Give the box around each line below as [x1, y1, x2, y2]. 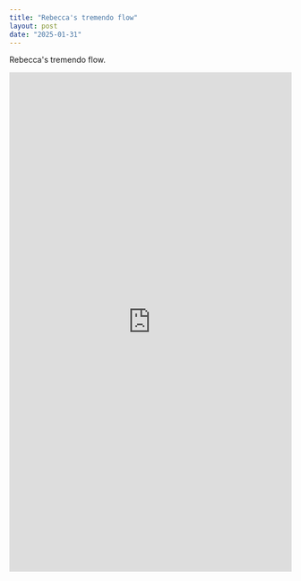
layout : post [9, 22, 58, 31]
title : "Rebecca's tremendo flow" [9, 13, 139, 22]
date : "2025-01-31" [9, 30, 82, 39]
